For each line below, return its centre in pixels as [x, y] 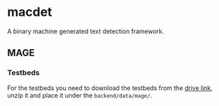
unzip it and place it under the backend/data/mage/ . [80, 95]
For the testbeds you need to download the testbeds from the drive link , [110, 88]
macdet [30, 12]
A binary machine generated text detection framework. [86, 31]
